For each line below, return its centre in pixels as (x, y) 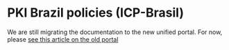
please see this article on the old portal (63, 39)
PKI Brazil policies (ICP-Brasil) (95, 13)
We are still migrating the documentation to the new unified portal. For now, (115, 32)
